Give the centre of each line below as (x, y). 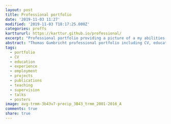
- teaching (21, 85)
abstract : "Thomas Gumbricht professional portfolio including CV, (78, 43)
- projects (21, 76)
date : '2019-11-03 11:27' (33, 19)
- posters (20, 99)
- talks (18, 95)
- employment (24, 71)
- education (23, 62)
